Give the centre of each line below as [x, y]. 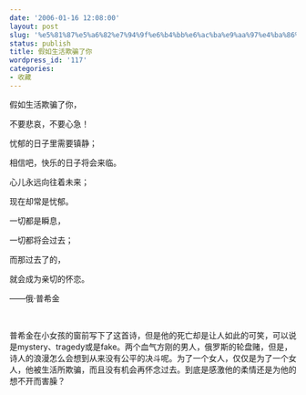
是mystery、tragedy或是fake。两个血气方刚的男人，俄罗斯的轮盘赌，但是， [151, 347]
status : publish [40, 43]
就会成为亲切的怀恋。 [49, 278]
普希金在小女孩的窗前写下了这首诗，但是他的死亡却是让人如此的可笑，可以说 [153, 335]
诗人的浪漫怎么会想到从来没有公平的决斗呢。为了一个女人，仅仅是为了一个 [149, 358]
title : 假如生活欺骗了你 [51, 52]
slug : [20, 35]
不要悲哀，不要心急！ [49, 123]
